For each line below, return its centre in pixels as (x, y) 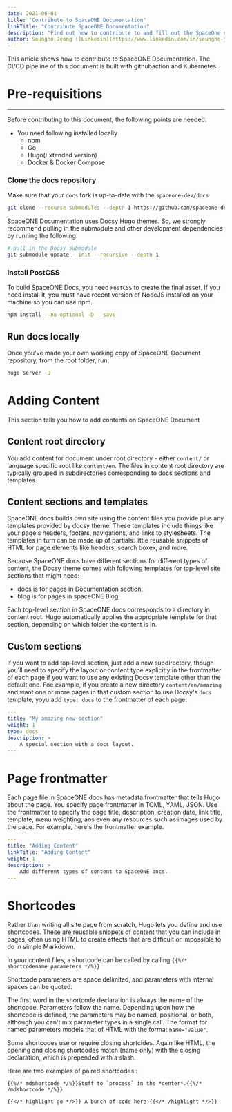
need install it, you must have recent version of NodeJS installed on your (110, 295)
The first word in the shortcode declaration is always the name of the (105, 1000)
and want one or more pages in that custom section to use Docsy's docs (109, 692)
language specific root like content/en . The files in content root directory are (116, 465)
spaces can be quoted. (40, 987)
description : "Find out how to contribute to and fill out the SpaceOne (114, 33)
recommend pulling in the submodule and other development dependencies (115, 228)
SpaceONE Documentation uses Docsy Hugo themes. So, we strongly (106, 221)
